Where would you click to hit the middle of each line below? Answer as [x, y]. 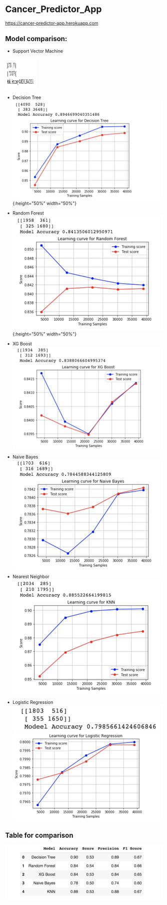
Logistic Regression [33, 702]
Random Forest [28, 213]
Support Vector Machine [38, 51]
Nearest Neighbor [31, 576]
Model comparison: [36, 39]
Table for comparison [39, 836]
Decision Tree [27, 97]
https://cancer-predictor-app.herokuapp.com [52, 23]
